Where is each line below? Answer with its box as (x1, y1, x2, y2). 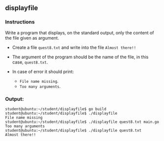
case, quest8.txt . (12, 59, 48, 65)
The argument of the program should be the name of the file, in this (12, 54, 149, 60)
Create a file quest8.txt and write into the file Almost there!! (12, 44, 137, 50)
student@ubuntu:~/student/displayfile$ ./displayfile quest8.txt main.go (5, 119, 160, 124)
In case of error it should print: (12, 69, 74, 74)
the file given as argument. (5, 35, 59, 41)
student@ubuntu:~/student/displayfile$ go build (5, 106, 107, 112)
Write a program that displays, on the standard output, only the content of (5, 29, 154, 36)
